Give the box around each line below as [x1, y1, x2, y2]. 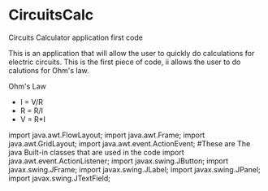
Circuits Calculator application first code [8, 33, 144, 42]
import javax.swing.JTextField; [8, 173, 111, 183]
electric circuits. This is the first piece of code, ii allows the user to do [8, 57, 241, 67]
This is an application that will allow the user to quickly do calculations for [8, 48, 255, 58]
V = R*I [19, 114, 46, 124]
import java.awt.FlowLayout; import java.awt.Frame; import [8, 130, 205, 140]
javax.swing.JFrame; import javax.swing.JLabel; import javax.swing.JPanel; [8, 164, 262, 174]
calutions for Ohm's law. [8, 65, 89, 75]
